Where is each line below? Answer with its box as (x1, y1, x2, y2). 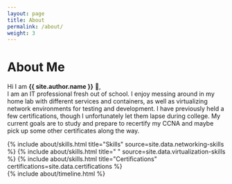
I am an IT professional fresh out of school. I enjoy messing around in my (7, 90, 215, 98)
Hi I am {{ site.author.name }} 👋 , (7, 83, 101, 91)
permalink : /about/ (7, 23, 64, 30)
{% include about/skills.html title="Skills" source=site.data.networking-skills (7, 140, 224, 149)
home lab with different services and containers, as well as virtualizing (7, 97, 208, 106)
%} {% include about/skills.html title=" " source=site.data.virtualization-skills (7, 147, 226, 156)
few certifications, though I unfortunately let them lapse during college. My (7, 112, 221, 120)
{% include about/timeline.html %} (7, 169, 106, 178)
